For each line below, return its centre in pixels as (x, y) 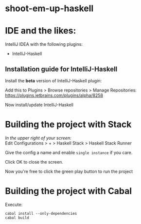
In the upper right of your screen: (38, 138)
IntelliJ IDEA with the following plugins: (44, 44)
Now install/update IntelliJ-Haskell (39, 105)
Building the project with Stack (68, 124)
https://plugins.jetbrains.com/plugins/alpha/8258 (54, 95)
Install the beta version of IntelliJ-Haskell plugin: (53, 80)
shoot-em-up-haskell (49, 9)
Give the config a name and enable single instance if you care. (69, 152)
